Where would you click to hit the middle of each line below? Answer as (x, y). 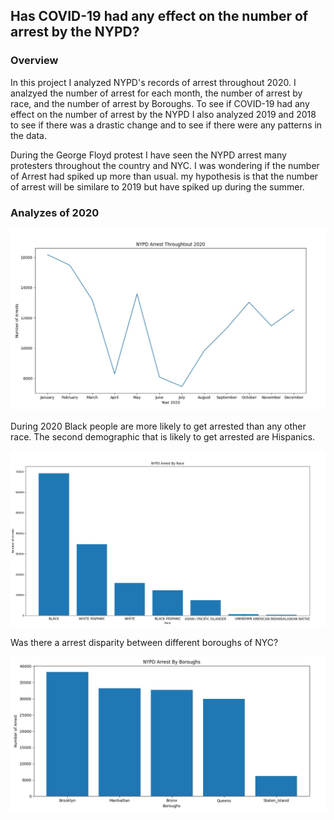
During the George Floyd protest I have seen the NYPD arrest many (148, 155)
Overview (34, 61)
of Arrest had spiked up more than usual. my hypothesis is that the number (164, 176)
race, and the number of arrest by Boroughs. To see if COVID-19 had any (160, 103)
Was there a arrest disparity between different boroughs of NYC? (144, 642)
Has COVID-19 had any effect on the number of (159, 16)
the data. (28, 135)
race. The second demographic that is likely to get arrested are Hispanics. (163, 436)
